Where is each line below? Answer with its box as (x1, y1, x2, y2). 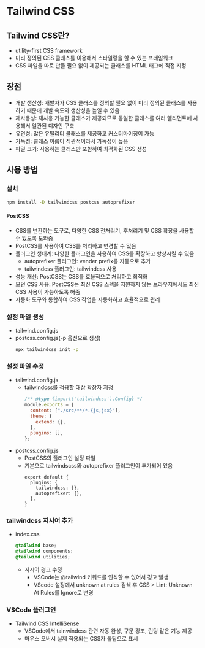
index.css (15, 531, 40, 538)
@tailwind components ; (15, 548, 73, 555)
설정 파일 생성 (6, 312, 45, 321)
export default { (24, 474, 69, 480)
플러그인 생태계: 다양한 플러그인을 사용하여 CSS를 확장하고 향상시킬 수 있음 (15, 250, 195, 257)
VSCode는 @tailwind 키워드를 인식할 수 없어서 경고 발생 (33, 573, 169, 580)
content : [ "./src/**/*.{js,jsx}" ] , (29, 407, 121, 414)
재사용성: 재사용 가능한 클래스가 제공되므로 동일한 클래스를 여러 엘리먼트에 (15, 114, 192, 121)
